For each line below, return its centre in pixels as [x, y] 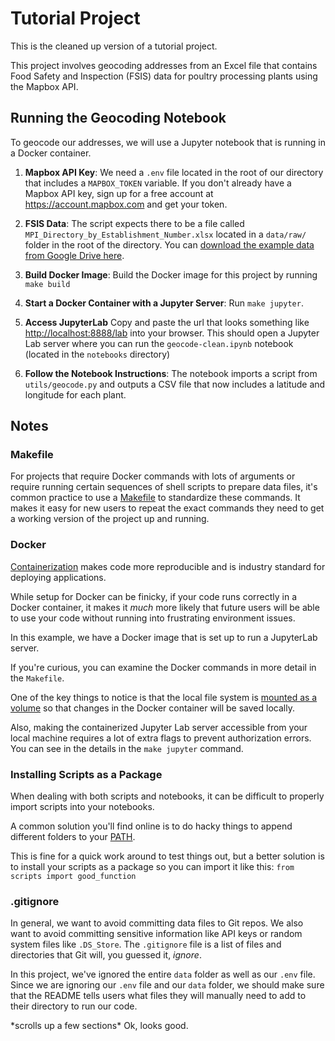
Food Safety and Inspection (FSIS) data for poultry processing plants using [164, 76]
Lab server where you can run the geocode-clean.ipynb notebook [159, 343]
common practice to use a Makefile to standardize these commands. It [155, 498]
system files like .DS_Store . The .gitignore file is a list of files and [146, 944]
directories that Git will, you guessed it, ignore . [106, 955]
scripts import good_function [73, 877]
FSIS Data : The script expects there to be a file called [134, 223]
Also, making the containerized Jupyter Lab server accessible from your [159, 727]
